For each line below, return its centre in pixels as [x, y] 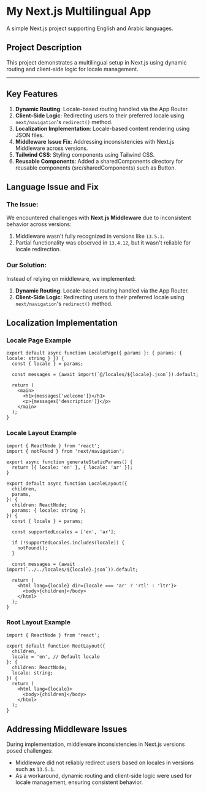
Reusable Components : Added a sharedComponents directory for [99, 161]
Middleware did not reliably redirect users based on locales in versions [105, 763]
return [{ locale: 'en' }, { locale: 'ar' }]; [72, 467]
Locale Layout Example [42, 433]
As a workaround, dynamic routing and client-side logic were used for [103, 775]
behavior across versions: [39, 224]
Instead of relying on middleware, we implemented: [71, 278]
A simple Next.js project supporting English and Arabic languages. [90, 28]
